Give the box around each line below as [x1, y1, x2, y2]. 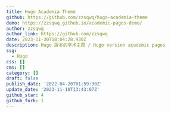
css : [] [6, 59, 26, 65]
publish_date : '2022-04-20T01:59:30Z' [6, 81, 102, 87]
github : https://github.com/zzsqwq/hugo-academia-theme [6, 14, 148, 20]
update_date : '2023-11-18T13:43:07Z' [6, 87, 100, 93]
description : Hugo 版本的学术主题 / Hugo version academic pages [6, 42, 166, 48]
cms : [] [6, 64, 26, 71]
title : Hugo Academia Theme [6, 8, 76, 15]
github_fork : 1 [6, 97, 44, 103]
